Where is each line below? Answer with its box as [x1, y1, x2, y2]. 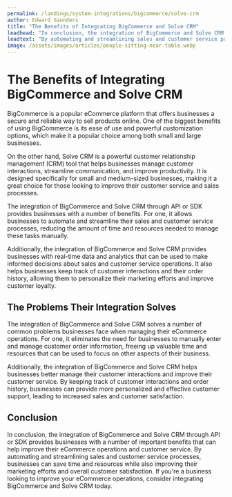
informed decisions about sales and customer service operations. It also [7, 260, 213, 268]
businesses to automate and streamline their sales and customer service [7, 217, 213, 225]
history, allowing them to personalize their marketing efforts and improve [7, 274, 214, 282]
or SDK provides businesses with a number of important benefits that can [7, 438, 216, 446]
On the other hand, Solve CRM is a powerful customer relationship [7, 152, 195, 160]
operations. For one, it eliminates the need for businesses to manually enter [7, 334, 222, 342]
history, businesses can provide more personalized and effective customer [7, 384, 220, 393]
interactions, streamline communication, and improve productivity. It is [7, 166, 207, 175]
